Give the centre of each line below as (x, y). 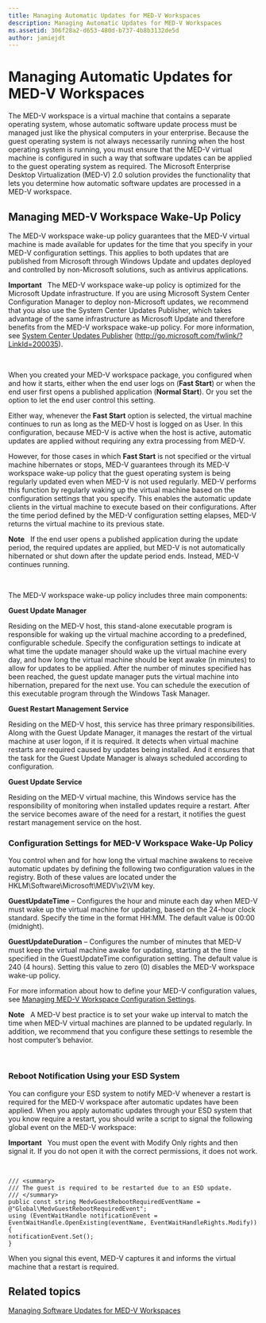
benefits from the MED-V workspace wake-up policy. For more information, (131, 327)
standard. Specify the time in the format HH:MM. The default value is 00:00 (132, 918)
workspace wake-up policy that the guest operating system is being (120, 473)
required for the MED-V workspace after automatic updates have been (123, 1101)
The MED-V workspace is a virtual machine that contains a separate (120, 116)
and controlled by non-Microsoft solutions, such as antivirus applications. (128, 270)
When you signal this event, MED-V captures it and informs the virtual (122, 1258)
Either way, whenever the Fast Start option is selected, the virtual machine (130, 415)
